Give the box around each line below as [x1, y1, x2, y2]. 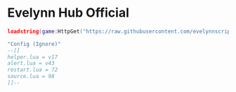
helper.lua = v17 [7, 54, 58, 61]
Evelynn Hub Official [7, 5, 130, 21]
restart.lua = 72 [7, 66, 58, 74]
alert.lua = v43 [7, 60, 55, 67]
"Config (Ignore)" [7, 40, 61, 47]
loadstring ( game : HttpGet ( [7, 28, 83, 35]
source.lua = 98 [7, 73, 55, 80]
